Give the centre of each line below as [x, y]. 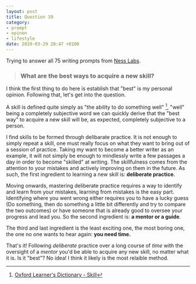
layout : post [22, 11]
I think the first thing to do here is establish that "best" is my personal [89, 89]
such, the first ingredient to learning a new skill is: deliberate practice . [91, 174]
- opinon [17, 33]
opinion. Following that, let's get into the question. [66, 95]
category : [18, 22]
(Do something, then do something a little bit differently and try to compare [96, 204]
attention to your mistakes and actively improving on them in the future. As [96, 168]
